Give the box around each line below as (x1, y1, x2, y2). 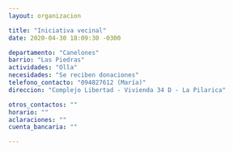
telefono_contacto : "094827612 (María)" (8, 78, 147, 86)
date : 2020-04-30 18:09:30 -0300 (8, 34, 121, 42)
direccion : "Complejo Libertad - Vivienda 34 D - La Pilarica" (8, 86, 227, 94)
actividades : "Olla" (8, 64, 78, 72)
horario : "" (8, 108, 49, 116)
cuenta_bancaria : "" (8, 123, 78, 132)
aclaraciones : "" (8, 115, 67, 124)
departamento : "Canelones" (8, 48, 100, 57)
